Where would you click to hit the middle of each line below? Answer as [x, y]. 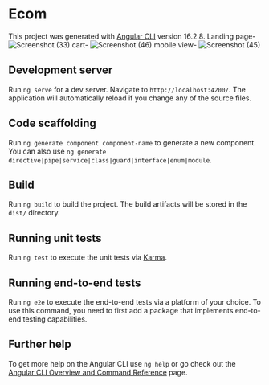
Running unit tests [55, 238]
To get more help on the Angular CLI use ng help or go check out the [122, 363]
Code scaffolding [52, 123]
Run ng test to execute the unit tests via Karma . [88, 257]
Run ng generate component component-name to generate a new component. [132, 142]
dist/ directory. [34, 213]
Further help [40, 344]
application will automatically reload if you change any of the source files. [130, 98]
